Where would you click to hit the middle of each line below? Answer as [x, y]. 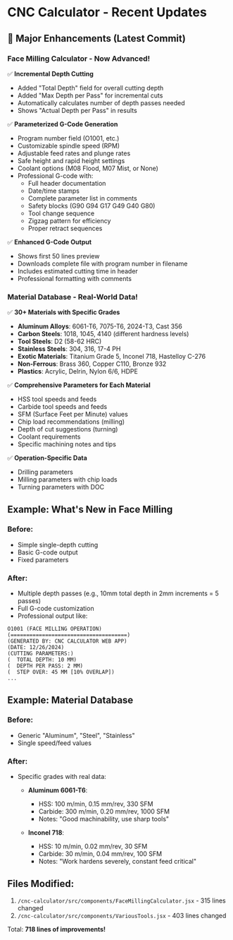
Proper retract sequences [65, 228]
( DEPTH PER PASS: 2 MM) [45, 666]
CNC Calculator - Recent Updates [107, 12]
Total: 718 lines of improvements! [57, 929]
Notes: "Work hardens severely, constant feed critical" [118, 862]
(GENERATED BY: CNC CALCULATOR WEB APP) [68, 641]
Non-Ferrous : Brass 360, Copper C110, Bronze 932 [92, 364]
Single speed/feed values [54, 743]
